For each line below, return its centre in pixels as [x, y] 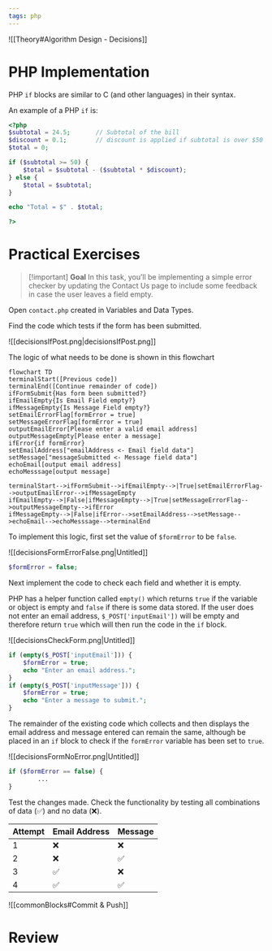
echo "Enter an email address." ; [80, 670]
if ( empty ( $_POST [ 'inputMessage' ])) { [74, 685]
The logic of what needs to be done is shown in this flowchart [112, 358]
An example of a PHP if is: [54, 110]
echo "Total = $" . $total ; [56, 207]
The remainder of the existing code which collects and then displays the [129, 723]
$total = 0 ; [28, 148]
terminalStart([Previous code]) [63, 380]
